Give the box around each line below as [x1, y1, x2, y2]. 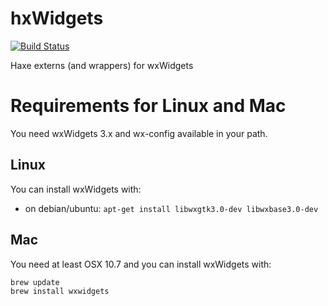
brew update [10, 277, 60, 287]
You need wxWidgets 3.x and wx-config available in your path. [10, 127, 268, 139]
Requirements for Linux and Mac [10, 95, 287, 117]
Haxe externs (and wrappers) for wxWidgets [10, 59, 194, 71]
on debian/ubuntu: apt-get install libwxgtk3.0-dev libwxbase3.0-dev [24, 202, 319, 214]
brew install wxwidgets [10, 286, 110, 296]
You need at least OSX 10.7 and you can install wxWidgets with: [10, 258, 272, 270]
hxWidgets [10, 7, 104, 30]
